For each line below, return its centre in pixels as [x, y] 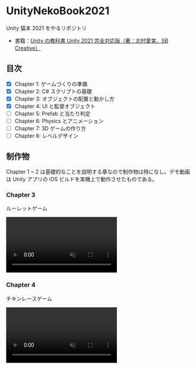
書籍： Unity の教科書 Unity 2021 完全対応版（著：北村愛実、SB [91, 40]
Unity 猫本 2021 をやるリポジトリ [47, 28]
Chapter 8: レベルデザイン [46, 136]
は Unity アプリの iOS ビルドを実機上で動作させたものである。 [82, 179]
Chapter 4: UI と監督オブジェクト [55, 106]
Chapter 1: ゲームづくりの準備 [51, 84]
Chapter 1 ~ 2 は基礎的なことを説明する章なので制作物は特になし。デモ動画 [98, 172]
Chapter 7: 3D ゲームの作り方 [50, 129]
